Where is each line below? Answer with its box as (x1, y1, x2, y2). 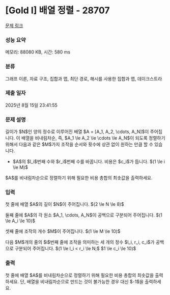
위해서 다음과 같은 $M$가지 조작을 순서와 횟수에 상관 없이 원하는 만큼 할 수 (5, 141, 154, 148)
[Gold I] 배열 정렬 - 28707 (5, 5, 110, 16)
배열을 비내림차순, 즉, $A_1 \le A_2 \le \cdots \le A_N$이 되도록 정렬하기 (21, 135, 165, 141)
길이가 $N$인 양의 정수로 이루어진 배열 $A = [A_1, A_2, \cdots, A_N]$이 (5, 128, 149, 135)
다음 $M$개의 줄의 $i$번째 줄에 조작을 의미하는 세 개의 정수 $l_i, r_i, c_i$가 (5, 239, 155, 245)
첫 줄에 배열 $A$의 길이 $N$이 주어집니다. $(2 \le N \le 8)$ (5, 201, 124, 207)
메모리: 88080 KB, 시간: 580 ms (5, 49, 70, 55)
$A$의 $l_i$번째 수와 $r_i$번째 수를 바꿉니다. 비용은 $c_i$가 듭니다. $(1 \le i (12, 158, 165, 165)
